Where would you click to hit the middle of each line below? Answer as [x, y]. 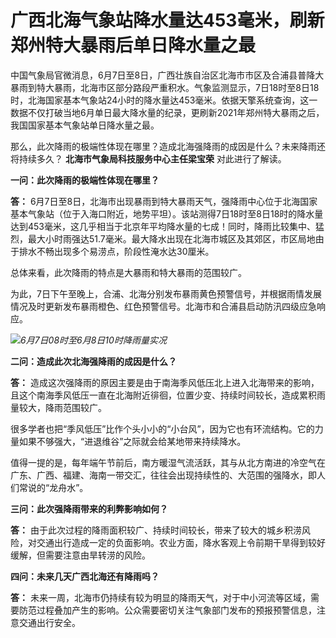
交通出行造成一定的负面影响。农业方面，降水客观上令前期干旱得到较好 [181, 542]
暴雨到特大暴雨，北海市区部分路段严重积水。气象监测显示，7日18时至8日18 [165, 87]
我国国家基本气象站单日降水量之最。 [85, 125]
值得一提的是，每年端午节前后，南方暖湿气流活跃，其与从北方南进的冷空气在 [168, 462]
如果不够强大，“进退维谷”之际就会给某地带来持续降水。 [132, 441]
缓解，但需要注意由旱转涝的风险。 [80, 555]
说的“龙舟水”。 [58, 487]
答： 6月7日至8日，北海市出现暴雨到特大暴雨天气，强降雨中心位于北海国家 [164, 201]
